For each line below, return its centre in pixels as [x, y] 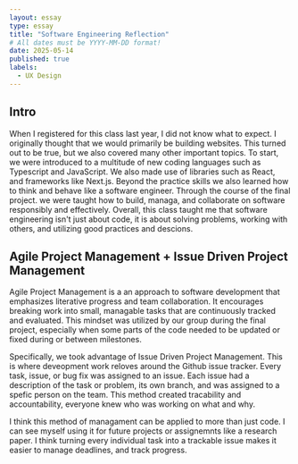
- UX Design [40, 76]
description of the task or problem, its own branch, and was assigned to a [145, 385]
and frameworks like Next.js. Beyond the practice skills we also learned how [149, 181]
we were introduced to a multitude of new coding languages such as [135, 162]
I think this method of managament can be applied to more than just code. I [147, 422]
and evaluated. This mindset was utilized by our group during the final [137, 321]
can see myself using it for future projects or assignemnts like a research [143, 431]
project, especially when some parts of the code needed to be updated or [145, 330]
